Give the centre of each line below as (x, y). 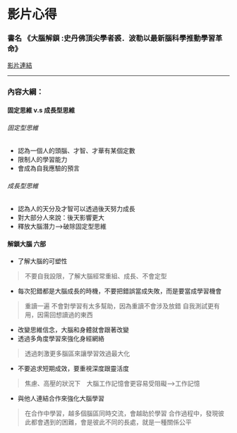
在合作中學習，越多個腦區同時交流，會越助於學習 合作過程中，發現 (121, 413)
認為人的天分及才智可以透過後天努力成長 (76, 209)
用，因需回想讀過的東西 (59, 315)
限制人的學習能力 (42, 160)
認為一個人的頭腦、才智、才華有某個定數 (76, 151)
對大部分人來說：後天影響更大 (61, 218)
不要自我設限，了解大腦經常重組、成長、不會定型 (96, 276)
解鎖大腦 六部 (27, 244)
